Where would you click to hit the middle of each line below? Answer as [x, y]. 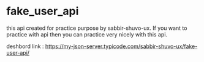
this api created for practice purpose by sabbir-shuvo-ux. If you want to [97, 28]
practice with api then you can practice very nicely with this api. [87, 34]
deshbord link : [25, 46]
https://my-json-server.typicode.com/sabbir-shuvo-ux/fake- [121, 46]
